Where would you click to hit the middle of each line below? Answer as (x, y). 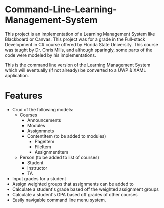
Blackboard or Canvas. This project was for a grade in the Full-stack (75, 39)
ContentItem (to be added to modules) (67, 136)
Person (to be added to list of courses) (60, 157)
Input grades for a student (39, 178)
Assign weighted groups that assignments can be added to (73, 184)
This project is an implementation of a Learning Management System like (80, 34)
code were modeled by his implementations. (51, 55)
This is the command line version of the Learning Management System (78, 65)
